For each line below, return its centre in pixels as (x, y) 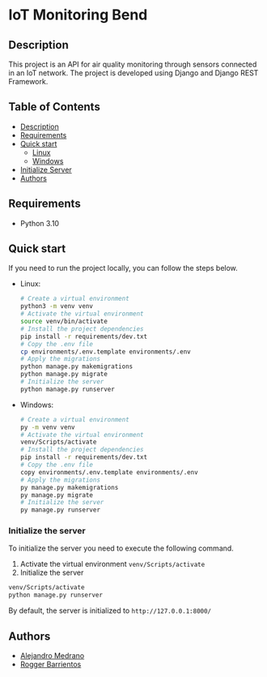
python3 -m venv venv (57, 306)
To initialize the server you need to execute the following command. (121, 548)
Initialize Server (46, 169)
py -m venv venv (47, 427)
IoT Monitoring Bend (78, 15)
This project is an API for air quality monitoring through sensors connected (133, 64)
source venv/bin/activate (64, 322)
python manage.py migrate (64, 375)
